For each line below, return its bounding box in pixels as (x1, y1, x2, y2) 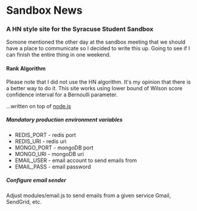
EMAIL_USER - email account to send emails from (14, 157, 137, 164)
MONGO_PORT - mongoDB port (14, 144, 94, 151)
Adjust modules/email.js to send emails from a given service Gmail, (6, 192, 171, 199)
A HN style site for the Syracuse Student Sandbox (6, 25, 154, 33)
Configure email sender (6, 177, 67, 184)
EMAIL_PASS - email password (14, 163, 91, 170)
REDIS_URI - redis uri (14, 137, 67, 145)
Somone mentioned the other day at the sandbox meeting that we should (6, 38, 186, 45)
